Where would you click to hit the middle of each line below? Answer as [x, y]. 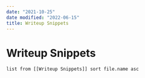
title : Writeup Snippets [37, 23]
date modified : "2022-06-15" [43, 18]
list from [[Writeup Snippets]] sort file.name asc [72, 69]
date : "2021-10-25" [31, 12]
